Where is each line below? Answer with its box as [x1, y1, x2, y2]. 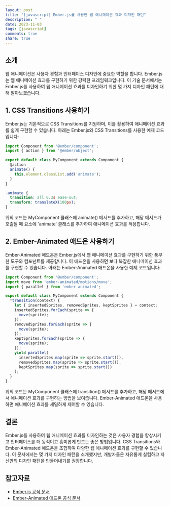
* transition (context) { [10, 298, 60, 303]
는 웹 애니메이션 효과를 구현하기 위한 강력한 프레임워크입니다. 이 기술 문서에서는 [5, 77, 162, 83]
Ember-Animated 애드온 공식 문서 [12, 495, 81, 501]
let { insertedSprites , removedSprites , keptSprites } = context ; [14, 303, 158, 308]
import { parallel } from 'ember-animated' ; [5, 284, 101, 289]
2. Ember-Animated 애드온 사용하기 [5, 237, 115, 246]
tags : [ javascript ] [5, 27, 47, 32]
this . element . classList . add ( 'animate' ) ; [14, 171, 101, 176]
